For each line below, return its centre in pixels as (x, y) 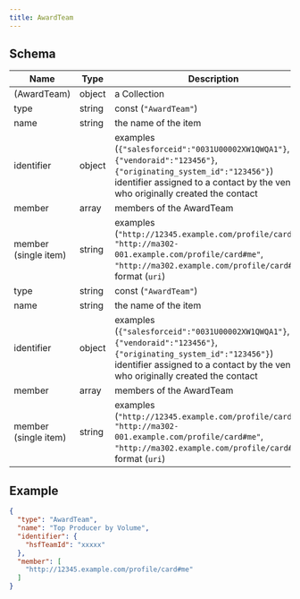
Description (213, 79)
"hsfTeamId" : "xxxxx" (65, 544)
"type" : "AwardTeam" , (58, 520)
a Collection (140, 94)
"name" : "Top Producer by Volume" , (83, 528)
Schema (33, 54)
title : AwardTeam (42, 17)
